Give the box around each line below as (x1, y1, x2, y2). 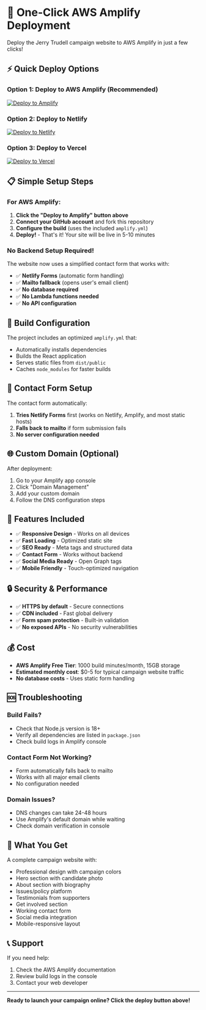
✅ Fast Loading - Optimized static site (15, 537, 112, 545)
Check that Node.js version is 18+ (15, 725, 101, 732)
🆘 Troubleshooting (7, 692, 83, 703)
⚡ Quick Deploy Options (7, 64, 100, 74)
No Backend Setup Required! (7, 246, 94, 255)
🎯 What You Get (7, 840, 68, 850)
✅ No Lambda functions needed (15, 293, 100, 300)
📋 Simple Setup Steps (7, 176, 94, 186)
